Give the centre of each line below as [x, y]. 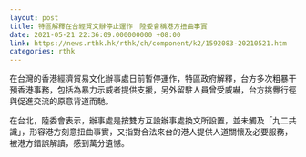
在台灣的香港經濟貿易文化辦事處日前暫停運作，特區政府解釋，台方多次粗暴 [149, 79]
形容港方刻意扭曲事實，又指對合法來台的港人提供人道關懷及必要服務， [161, 132]
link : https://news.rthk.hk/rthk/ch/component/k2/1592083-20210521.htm [148, 43]
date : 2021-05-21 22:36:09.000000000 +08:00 [95, 34]
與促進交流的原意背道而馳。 [61, 102]
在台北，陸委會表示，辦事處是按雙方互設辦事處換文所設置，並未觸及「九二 [149, 121]
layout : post [34, 18]
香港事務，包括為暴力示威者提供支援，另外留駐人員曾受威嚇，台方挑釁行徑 [157, 90]
